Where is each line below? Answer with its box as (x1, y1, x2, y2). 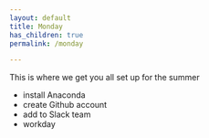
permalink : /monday (9, 38, 84, 48)
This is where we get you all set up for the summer (9, 72, 200, 83)
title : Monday (9, 22, 64, 31)
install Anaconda (22, 90, 86, 101)
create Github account (22, 100, 108, 111)
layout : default (9, 13, 71, 23)
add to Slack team (22, 109, 91, 120)
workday (22, 119, 57, 130)
